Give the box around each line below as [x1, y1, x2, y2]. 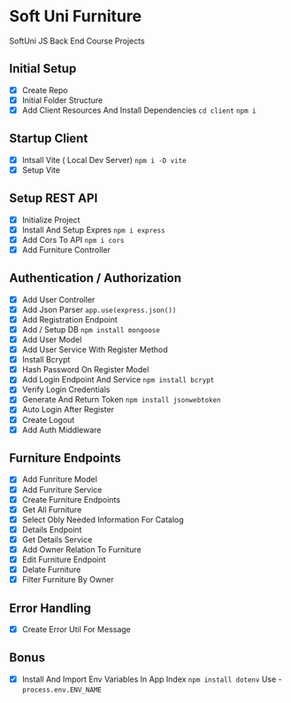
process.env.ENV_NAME [21, 685, 102, 694]
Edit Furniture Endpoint [21, 554, 106, 565]
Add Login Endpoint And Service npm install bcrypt [21, 374, 215, 385]
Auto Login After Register [21, 404, 115, 415]
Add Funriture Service [21, 484, 103, 495]
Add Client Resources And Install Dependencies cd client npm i [21, 105, 257, 115]
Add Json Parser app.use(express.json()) [21, 304, 177, 315]
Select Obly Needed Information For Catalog [21, 514, 184, 525]
